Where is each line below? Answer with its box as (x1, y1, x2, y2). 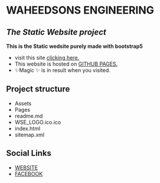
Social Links (6, 148, 52, 158)
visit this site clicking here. (14, 54, 80, 61)
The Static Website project (6, 27, 106, 37)
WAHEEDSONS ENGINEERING (6, 4, 155, 17)
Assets (14, 100, 32, 107)
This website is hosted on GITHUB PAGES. (14, 60, 118, 67)
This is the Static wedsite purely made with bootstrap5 (6, 43, 143, 50)
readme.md (14, 112, 43, 119)
